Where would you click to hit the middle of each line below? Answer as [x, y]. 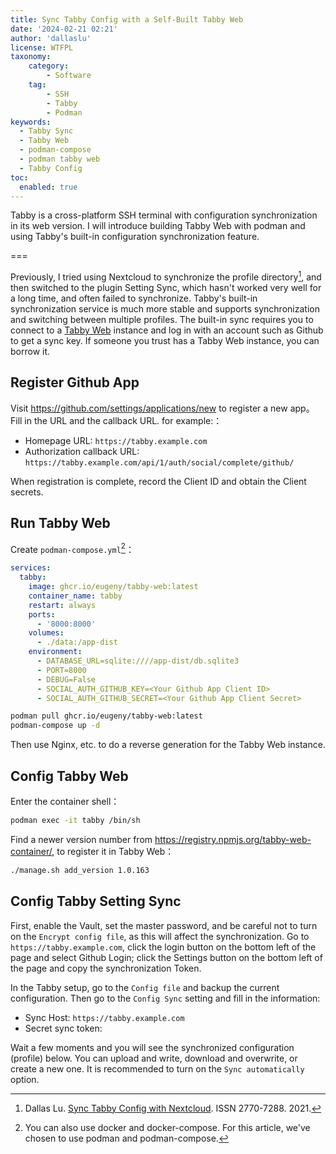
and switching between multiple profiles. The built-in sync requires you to [162, 320]
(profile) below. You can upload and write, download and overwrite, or [154, 1058]
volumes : [46, 633]
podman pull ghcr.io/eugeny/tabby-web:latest [106, 716]
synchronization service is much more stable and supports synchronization [165, 309]
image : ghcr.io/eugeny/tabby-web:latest [113, 587]
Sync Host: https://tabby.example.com [104, 1017]
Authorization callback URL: [82, 451]
